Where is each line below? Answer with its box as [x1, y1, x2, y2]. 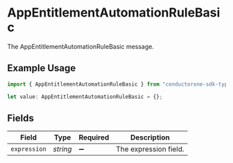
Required [78, 133, 110, 142]
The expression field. [115, 144, 185, 154]
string [53, 144, 72, 154]
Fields [7, 112, 35, 124]
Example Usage [7, 62, 76, 74]
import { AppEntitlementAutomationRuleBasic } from [7, 81, 159, 88]
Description [130, 133, 170, 142]
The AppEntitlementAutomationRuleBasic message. [7, 42, 155, 50]
